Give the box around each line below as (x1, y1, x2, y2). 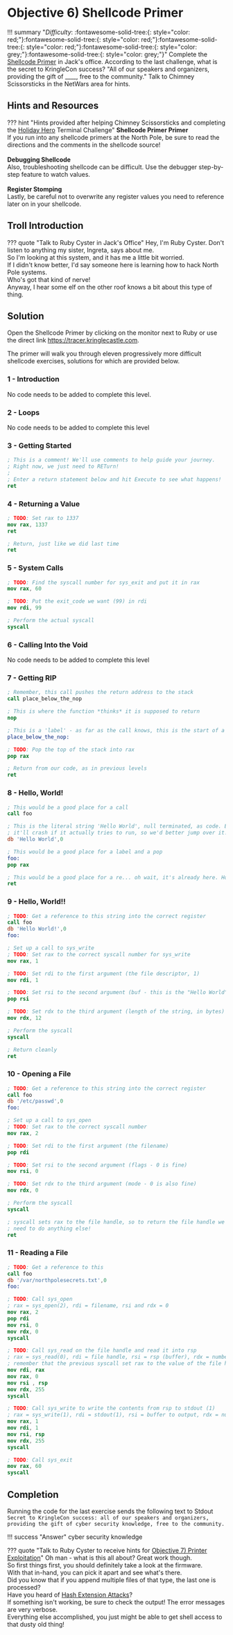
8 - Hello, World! (7, 788, 64, 798)
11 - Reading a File (7, 1248, 69, 1258)
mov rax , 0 (7, 1373, 39, 1380)
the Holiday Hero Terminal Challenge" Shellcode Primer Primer (7, 125, 189, 134)
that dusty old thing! (7, 1620, 64, 1628)
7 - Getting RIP (7, 673, 57, 683)
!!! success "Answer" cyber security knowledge (7, 1533, 143, 1541)
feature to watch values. (21, 170, 91, 178)
